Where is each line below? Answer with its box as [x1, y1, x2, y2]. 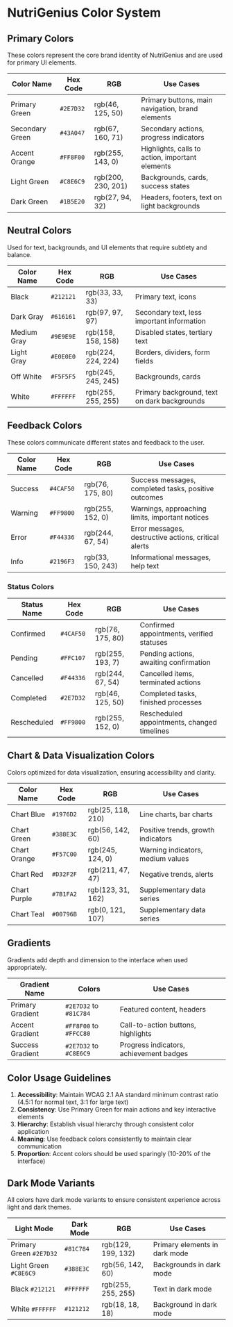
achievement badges [119, 1048, 189, 1058]
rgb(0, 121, [87, 905, 126, 914]
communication [17, 1142, 62, 1151]
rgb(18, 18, [101, 1300, 139, 1310]
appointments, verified [139, 629, 214, 638]
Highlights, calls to [141, 144, 201, 154]
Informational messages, [130, 552, 212, 562]
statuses [139, 637, 168, 647]
